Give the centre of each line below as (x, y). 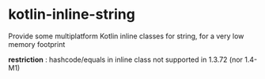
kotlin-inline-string (72, 14)
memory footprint (37, 44)
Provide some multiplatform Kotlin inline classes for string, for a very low (126, 36)
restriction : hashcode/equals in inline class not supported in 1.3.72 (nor (126, 59)
